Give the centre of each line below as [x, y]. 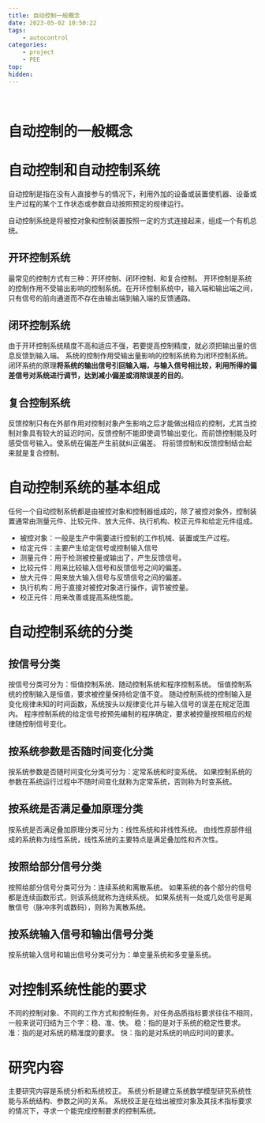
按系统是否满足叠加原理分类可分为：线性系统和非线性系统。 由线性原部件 [127, 829]
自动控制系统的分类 [71, 632]
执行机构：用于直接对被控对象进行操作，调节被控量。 [106, 588]
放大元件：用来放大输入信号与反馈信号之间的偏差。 [103, 577]
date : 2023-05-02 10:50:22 [52, 23]
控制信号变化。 [46, 724]
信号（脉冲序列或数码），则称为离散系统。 [82, 907]
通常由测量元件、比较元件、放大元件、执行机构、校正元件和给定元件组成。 [136, 521]
